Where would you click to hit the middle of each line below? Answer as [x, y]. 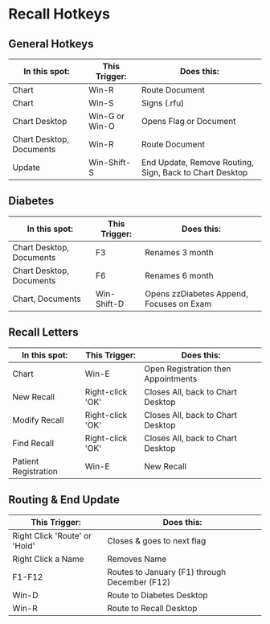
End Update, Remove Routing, [198, 162]
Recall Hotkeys [59, 14]
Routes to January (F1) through [167, 572]
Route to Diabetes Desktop [157, 595]
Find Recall [33, 443]
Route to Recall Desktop [152, 609]
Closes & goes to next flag [157, 541]
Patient [26, 461]
